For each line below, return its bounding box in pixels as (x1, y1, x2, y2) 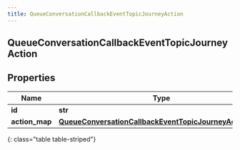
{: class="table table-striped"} (7, 134, 96, 143)
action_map (11, 117, 52, 127)
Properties (7, 72, 56, 84)
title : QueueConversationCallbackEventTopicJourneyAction (7, 10, 184, 18)
